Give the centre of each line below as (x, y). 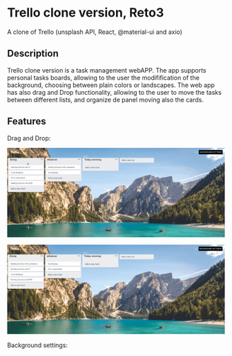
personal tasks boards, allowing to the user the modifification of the (104, 77)
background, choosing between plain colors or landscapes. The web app (111, 85)
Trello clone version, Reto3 (86, 13)
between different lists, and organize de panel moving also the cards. (105, 100)
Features (27, 121)
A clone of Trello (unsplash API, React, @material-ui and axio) (95, 32)
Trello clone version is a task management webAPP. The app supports (107, 70)
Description (33, 54)
